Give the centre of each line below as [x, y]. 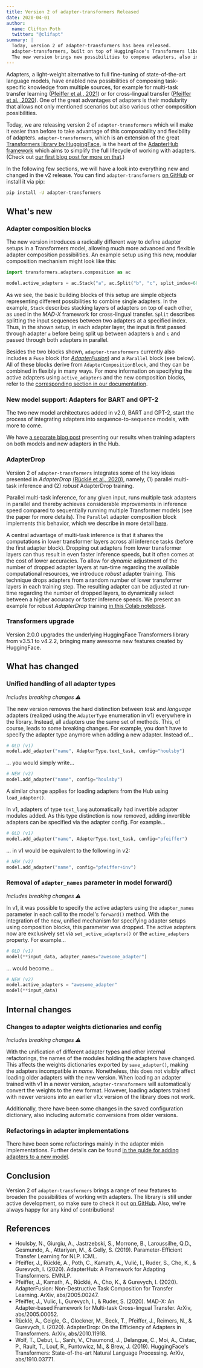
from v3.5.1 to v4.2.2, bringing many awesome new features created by [95, 641]
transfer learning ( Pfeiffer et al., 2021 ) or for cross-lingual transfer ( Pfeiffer [99, 93]
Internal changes [39, 1009]
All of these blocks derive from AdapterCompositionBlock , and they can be [98, 364]
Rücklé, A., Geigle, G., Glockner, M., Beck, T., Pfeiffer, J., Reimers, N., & [103, 1320]
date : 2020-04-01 [28, 18]
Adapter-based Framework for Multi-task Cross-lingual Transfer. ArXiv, [103, 1307]
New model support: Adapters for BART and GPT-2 [82, 399]
